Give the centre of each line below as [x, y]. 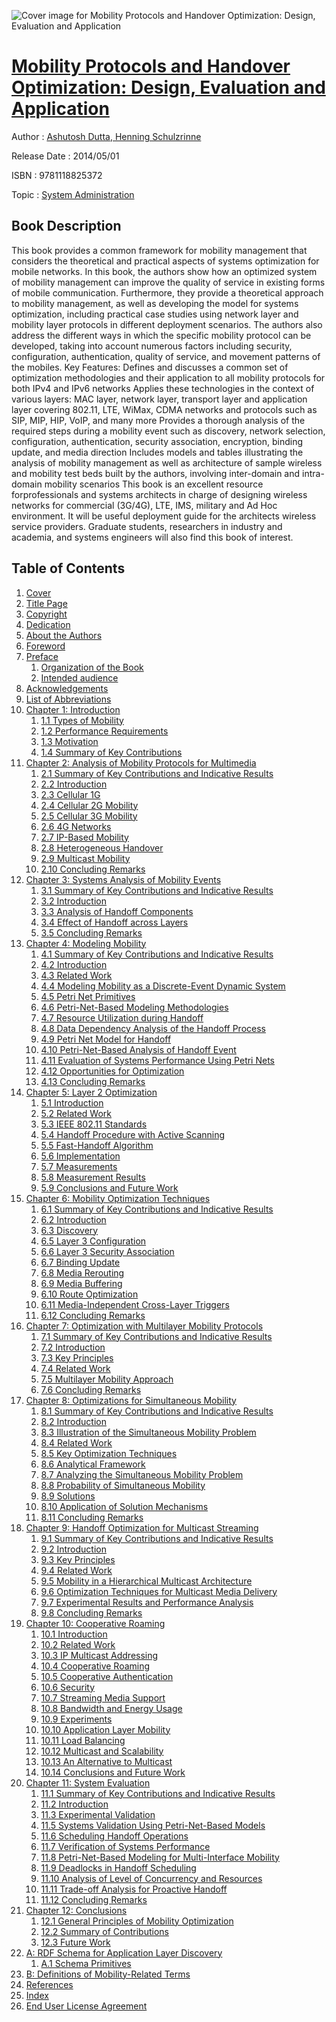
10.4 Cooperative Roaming [95, 1666]
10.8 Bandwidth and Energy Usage [111, 1708]
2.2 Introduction [74, 784]
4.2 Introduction [74, 964]
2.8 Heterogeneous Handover [102, 847]
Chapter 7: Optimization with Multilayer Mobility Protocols [144, 1326]
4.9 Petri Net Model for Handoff [106, 1039]
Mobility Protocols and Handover [151, 66]
